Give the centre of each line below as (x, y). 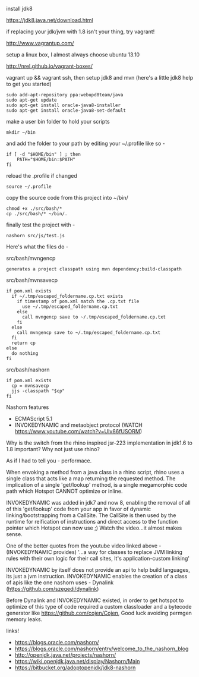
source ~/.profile (29, 187)
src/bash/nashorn (28, 370)
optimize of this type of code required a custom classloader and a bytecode (99, 607)
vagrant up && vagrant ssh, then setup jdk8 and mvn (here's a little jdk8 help (100, 78)
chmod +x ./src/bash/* (34, 209)
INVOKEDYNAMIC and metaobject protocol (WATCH (78, 425)
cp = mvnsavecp (30, 386)
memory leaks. (24, 619)
